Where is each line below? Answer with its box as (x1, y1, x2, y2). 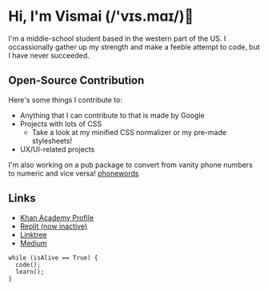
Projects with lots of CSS (19, 119, 102, 129)
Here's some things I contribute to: (8, 95, 122, 105)
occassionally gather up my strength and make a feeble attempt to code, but (8, 42, 260, 51)
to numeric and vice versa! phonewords (8, 168, 139, 178)
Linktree (19, 229, 48, 239)
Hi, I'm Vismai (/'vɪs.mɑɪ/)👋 (8, 7, 194, 26)
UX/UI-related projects (19, 144, 95, 154)
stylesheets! (31, 136, 73, 145)
